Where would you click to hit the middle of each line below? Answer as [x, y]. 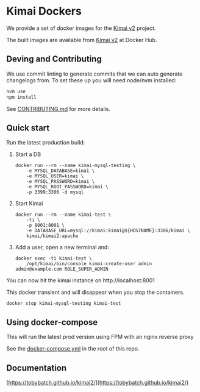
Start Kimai [29, 204]
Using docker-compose [52, 322]
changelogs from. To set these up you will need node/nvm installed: [91, 80]
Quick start [28, 128]
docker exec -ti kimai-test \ [54, 258]
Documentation [37, 368]
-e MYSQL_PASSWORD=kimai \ [61, 182]
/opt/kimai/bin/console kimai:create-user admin [89, 264]
